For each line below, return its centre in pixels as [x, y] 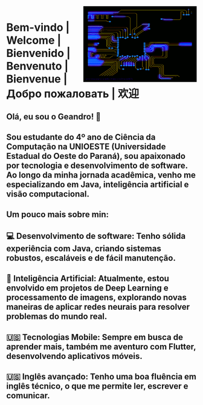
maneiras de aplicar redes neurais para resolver [98, 307]
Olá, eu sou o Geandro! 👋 [54, 117]
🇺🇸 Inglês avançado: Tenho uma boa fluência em [101, 376]
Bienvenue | [37, 79]
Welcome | [34, 40]
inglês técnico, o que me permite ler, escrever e [97, 386]
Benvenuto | [37, 66]
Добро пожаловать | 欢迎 [73, 94]
